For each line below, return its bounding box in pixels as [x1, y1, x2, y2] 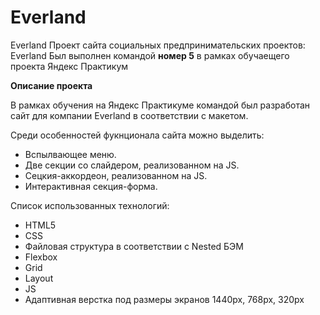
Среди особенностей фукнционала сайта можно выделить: [10, 129, 265, 141]
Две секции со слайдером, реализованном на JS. [24, 159, 240, 171]
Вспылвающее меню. [24, 148, 117, 160]
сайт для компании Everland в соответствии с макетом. [10, 109, 249, 121]
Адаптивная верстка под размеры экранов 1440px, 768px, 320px [24, 293, 305, 305]
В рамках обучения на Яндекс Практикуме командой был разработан [10, 99, 311, 111]
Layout [24, 272, 54, 284]
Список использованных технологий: [10, 199, 170, 211]
